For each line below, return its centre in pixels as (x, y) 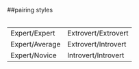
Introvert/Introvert (96, 55)
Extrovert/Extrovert (98, 33)
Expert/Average (36, 44)
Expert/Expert (33, 33)
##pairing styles (30, 10)
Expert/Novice (34, 55)
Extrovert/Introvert (97, 44)
